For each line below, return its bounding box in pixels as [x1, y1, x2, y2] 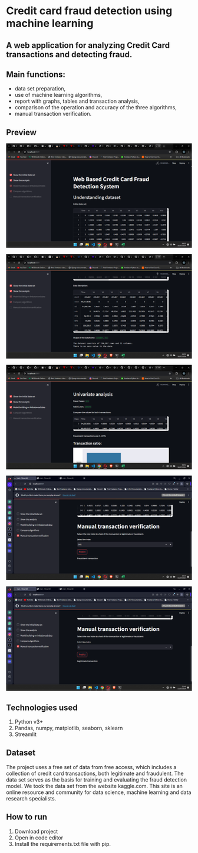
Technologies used [6, 702, 78, 712]
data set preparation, [14, 85, 66, 92]
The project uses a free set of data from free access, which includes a [6, 763, 177, 770]
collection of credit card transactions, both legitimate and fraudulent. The [6, 770, 184, 777]
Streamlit [14, 731, 37, 738]
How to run [6, 812, 48, 822]
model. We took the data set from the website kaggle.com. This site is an [6, 782, 183, 789]
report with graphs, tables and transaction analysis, [14, 97, 140, 105]
